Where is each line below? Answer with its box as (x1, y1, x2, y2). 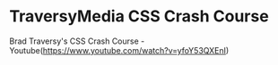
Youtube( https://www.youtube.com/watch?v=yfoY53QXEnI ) (9, 45, 230, 55)
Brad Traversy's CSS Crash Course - (9, 36, 145, 46)
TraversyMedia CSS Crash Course (9, 6, 269, 27)
